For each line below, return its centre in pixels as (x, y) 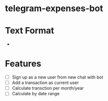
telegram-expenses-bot (54, 8)
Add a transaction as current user (45, 83)
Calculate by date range (36, 94)
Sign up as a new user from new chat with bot (58, 77)
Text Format (30, 31)
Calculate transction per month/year (48, 88)
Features (23, 64)
